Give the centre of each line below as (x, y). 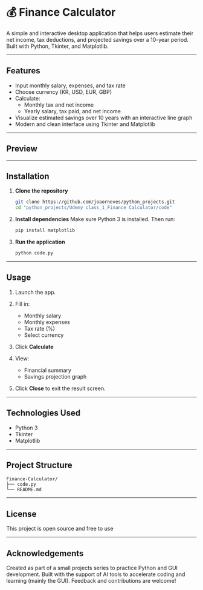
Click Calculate (34, 346)
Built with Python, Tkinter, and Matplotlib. (57, 46)
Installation (28, 176)
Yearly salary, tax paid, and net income (72, 111)
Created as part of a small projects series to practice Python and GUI (92, 568)
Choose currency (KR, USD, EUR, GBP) (63, 91)
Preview (22, 149)
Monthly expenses (47, 322)
